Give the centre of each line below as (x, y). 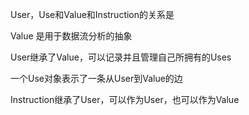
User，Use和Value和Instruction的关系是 (92, 14)
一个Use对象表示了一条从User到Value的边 (96, 78)
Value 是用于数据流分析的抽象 (71, 36)
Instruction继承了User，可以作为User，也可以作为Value (125, 99)
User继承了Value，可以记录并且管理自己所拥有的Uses (121, 57)
